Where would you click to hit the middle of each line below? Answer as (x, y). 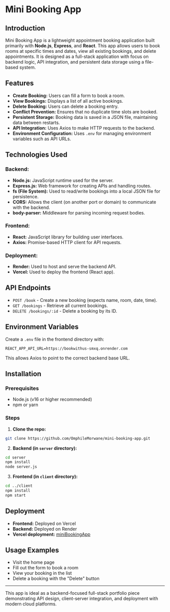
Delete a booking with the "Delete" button (56, 578)
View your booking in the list (42, 573)
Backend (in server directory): (45, 448)
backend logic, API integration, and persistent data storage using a (75, 62)
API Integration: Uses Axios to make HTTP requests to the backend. (84, 128)
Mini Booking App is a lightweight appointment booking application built (80, 40)
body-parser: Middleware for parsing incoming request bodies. (79, 212)
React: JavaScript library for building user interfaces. (68, 237)
